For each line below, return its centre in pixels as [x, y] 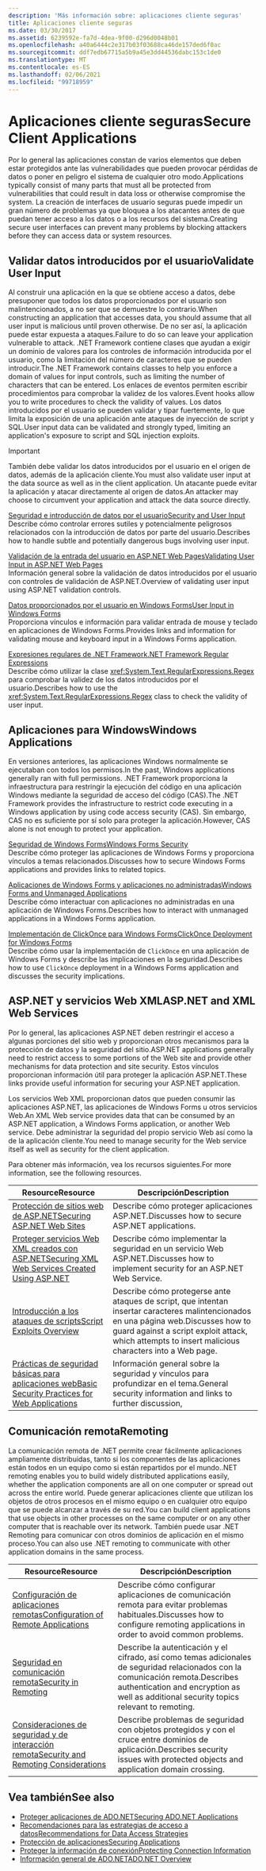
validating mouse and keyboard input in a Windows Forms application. [123, 639]
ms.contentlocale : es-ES [49, 67]
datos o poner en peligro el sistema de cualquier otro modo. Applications [126, 177]
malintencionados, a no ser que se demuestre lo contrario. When [113, 309]
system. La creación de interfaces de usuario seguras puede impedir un [125, 202]
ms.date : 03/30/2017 [42, 30]
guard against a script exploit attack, [180, 1331]
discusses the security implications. [66, 976]
